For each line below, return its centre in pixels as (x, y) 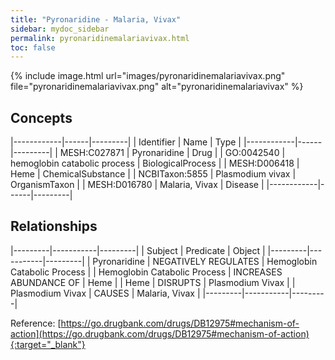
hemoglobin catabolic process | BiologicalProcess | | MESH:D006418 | (155, 163)
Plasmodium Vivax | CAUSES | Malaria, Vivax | (105, 293)
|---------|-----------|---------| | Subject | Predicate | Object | (138, 250)
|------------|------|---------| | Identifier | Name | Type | (126, 142)
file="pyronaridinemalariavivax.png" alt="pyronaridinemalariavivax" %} (157, 87)
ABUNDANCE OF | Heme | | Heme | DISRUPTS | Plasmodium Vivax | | (153, 282)
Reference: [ (36, 323)
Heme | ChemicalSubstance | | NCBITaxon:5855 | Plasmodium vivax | (153, 174)
